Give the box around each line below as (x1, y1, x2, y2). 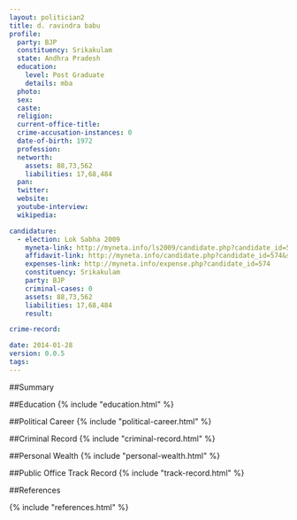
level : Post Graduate (25, 71, 104, 80)
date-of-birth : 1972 (17, 136, 93, 145)
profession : (17, 144, 62, 153)
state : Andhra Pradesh (17, 54, 101, 63)
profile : (9, 29, 42, 38)
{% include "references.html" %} (9, 501, 130, 512)
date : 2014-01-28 (9, 341, 73, 350)
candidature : (9, 227, 57, 236)
